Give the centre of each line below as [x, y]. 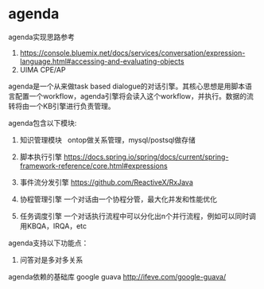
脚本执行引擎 [41, 157]
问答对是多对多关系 [51, 260]
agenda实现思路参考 [42, 37]
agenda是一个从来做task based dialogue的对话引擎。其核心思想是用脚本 [127, 86]
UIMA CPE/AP [43, 69]
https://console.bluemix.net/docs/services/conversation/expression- [132, 53]
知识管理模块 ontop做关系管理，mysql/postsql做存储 [108, 139]
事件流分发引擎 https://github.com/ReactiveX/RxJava [106, 182]
